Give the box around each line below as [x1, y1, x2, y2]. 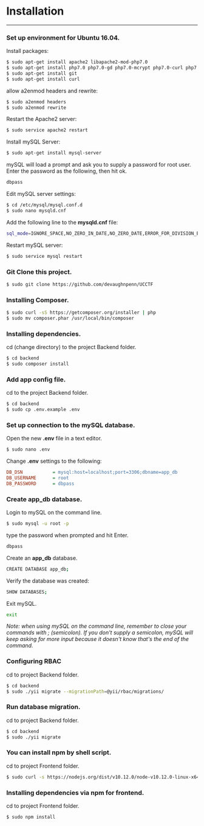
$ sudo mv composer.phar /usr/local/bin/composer [6, 315, 135, 321]
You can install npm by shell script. [6, 748, 112, 757]
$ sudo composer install [6, 361, 69, 367]
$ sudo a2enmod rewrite [6, 105, 67, 111]
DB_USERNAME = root [6, 474, 69, 481]
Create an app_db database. [6, 554, 78, 561]
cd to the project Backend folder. [6, 389, 89, 397]
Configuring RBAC [6, 657, 62, 665]
